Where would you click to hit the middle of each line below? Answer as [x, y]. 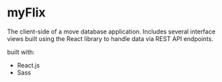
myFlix [26, 13]
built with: [21, 52]
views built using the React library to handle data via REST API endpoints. [110, 38]
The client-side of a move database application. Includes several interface [111, 31]
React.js [28, 65]
